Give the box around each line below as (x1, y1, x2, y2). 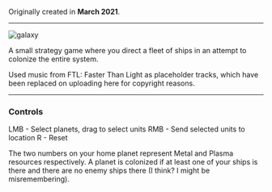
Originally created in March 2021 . (8, 7, 121, 16)
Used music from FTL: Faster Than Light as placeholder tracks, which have (8, 70, 259, 79)
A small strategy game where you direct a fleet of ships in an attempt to (8, 46, 247, 55)
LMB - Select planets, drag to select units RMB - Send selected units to (8, 124, 245, 134)
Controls (8, 106, 44, 117)
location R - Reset (8, 133, 68, 143)
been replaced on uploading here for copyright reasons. (8, 78, 196, 88)
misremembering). (8, 174, 70, 184)
